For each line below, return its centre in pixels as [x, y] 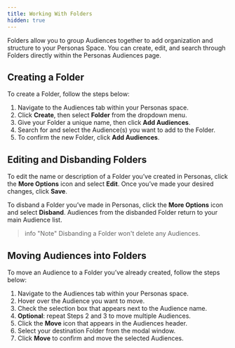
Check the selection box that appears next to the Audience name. [112, 308]
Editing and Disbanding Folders [77, 160]
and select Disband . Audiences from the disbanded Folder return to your [113, 213]
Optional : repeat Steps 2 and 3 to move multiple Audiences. [104, 316]
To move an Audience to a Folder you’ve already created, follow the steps [114, 272]
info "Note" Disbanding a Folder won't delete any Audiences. [112, 234]
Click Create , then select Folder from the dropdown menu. [102, 115]
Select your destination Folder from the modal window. [96, 330]
